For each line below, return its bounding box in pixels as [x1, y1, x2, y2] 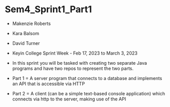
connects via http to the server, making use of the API [12, 96, 126, 102]
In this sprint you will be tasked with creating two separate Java [12, 60, 147, 66]
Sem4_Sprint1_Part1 [5, 4, 92, 15]
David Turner [12, 40, 40, 46]
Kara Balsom [12, 30, 40, 36]
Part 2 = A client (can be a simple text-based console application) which [12, 90, 165, 96]
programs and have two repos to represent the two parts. [12, 65, 134, 71]
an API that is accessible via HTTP [12, 81, 85, 87]
